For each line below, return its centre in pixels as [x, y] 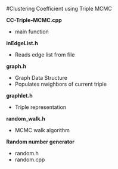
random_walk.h [26, 119]
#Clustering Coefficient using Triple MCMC [59, 9]
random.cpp [30, 159]
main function [32, 32]
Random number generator [41, 142]
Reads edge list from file [45, 55]
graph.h [16, 66]
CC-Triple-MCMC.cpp [34, 20]
